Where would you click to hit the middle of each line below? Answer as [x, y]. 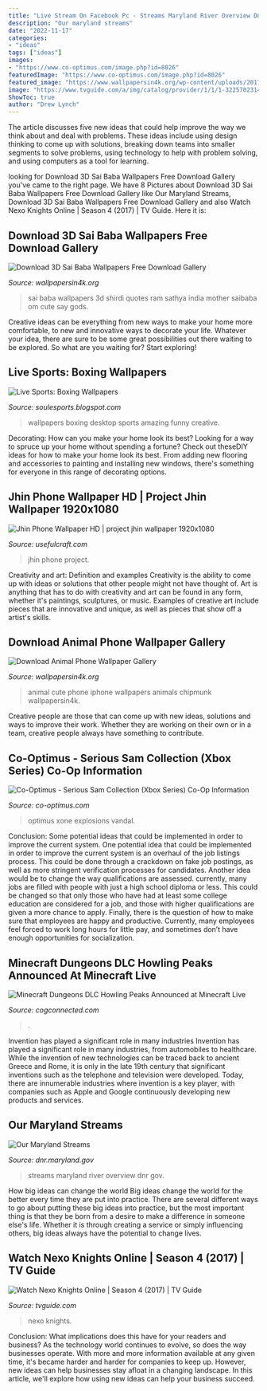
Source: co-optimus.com [49, 805]
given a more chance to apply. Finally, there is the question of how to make [131, 913]
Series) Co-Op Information [75, 770]
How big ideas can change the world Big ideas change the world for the [126, 1191]
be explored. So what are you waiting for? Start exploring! [103, 347]
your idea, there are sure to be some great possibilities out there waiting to [130, 339]
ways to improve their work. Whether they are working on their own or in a [130, 725]
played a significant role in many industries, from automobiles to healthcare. [132, 1049]
